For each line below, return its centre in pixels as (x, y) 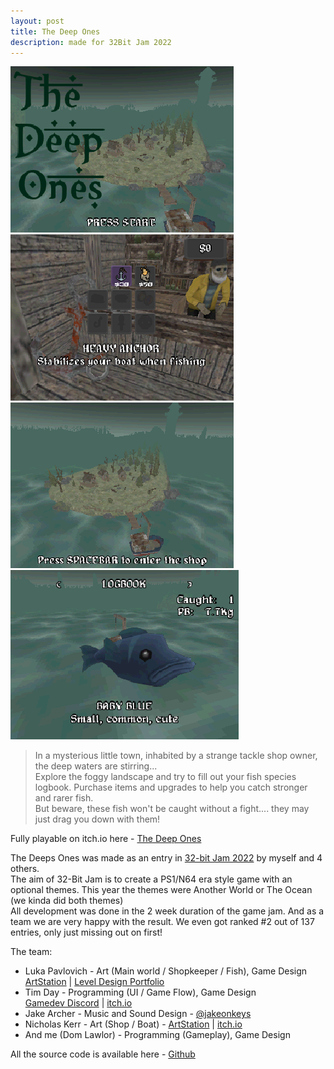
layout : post (37, 21)
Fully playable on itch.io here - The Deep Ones (106, 839)
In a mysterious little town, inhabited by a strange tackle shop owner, (176, 756)
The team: (31, 952)
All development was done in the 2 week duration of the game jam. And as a (167, 911)
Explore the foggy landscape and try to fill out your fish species (165, 777)
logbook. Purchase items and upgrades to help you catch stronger (171, 787)
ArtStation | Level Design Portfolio (94, 982)
